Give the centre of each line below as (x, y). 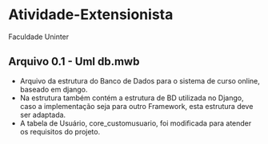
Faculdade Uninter (39, 37)
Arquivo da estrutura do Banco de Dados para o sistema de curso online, (140, 80)
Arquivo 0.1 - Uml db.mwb (74, 62)
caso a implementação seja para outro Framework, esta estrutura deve (136, 106)
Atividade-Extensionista (91, 15)
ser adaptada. (43, 115)
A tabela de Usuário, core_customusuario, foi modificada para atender (136, 123)
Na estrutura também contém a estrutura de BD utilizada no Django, (132, 98)
